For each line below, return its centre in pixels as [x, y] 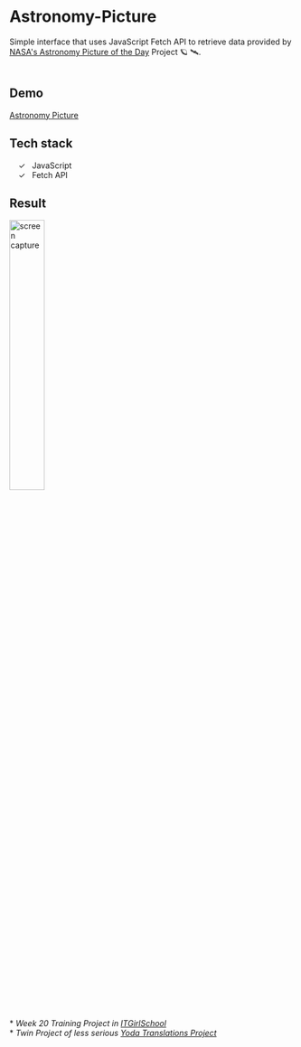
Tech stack [41, 143]
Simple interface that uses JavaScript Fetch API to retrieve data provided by [150, 42]
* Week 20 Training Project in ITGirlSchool [88, 1023]
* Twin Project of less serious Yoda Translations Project [113, 1033]
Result [28, 203]
